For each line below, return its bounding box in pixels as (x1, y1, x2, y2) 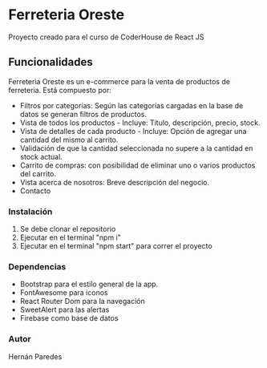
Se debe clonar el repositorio (19, 224, 116, 234)
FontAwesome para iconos (19, 288, 108, 297)
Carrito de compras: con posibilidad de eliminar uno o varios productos (19, 160, 256, 170)
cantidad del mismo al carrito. (19, 135, 119, 144)
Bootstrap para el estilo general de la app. (19, 279, 159, 289)
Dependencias (8, 261, 67, 272)
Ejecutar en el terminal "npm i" (19, 233, 122, 242)
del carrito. (19, 168, 57, 178)
